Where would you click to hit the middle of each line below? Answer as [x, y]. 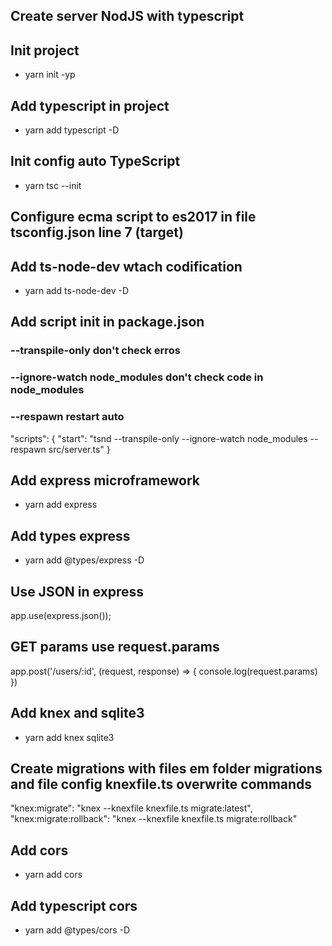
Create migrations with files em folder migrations [166, 769]
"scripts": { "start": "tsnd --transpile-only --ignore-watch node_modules [159, 438]
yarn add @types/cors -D [77, 930]
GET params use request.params [115, 647]
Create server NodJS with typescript [127, 16]
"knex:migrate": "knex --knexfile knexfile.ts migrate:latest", [131, 808]
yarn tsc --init [53, 185]
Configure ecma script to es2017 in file [133, 217]
